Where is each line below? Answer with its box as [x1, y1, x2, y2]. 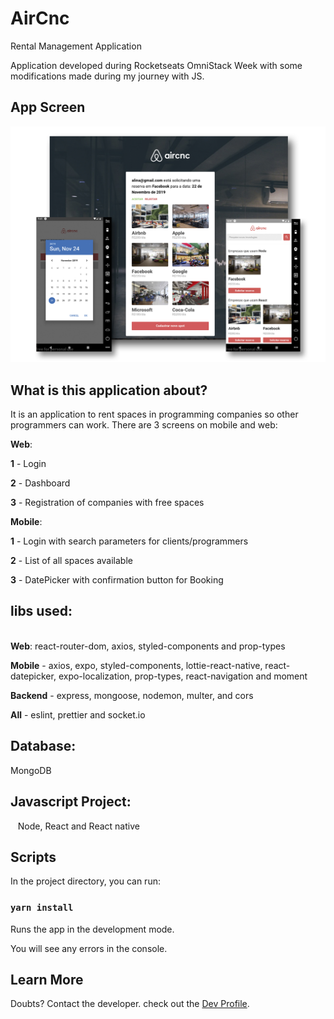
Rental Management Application [10, 40, 142, 52]
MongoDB [10, 764, 52, 776]
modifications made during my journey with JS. [10, 70, 205, 82]
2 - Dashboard [10, 477, 71, 489]
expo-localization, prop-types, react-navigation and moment [58, 670, 308, 682]
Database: [10, 738, 77, 755]
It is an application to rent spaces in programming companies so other [10, 408, 299, 421]
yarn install [10, 902, 74, 914]
